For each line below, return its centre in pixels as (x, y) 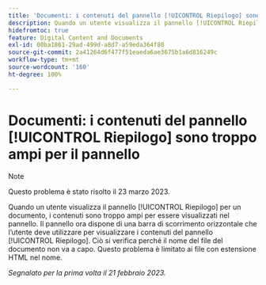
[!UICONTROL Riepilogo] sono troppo (133, 137)
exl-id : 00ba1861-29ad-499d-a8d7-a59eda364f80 (86, 45)
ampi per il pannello (74, 154)
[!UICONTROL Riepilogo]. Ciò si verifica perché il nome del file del (116, 240)
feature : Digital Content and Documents (76, 38)
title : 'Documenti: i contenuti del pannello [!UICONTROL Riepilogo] (125, 15)
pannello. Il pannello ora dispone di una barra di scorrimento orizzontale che (133, 223)
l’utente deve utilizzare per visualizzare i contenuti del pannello (111, 232)
